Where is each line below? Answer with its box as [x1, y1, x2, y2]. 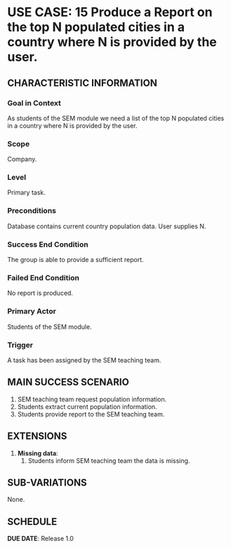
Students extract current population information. [17, 402, 157, 411]
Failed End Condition [7, 273, 79, 282]
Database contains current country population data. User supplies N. [7, 222, 206, 230]
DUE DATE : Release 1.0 [7, 535, 74, 543]
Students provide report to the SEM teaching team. [17, 410, 165, 418]
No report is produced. [7, 289, 74, 297]
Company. [7, 155, 37, 164]
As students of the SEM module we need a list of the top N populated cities [7, 114, 225, 122]
